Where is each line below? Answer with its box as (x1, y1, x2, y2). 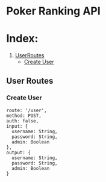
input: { (6, 123, 28, 129)
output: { (6, 149, 31, 155)
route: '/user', (6, 107, 47, 113)
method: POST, (6, 113, 42, 119)
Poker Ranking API (6, 4, 101, 18)
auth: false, (6, 118, 39, 124)
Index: (6, 32, 39, 46)
